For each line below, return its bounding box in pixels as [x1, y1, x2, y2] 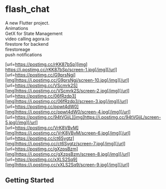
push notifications [5, 51, 42, 58]
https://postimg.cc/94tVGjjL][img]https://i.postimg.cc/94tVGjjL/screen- [14, 114, 161, 120]
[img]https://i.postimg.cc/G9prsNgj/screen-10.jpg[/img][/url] [5, 77, 130, 83]
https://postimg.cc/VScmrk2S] [14, 82, 78, 88]
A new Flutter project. [5, 20, 50, 26]
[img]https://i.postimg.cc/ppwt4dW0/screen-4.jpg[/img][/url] [5, 108, 131, 115]
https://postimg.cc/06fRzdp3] [14, 93, 76, 99]
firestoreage [5, 46, 30, 52]
